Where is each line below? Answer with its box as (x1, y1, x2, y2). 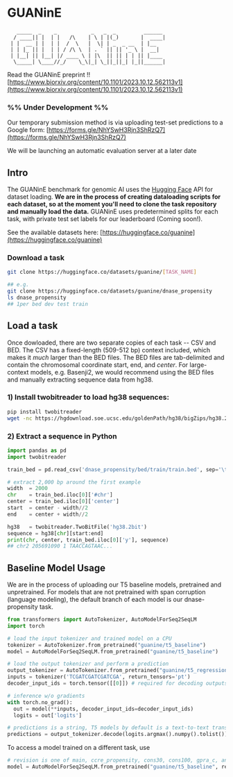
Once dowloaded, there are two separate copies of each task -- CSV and (7, 338, 216, 347)
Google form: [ (7, 126, 49, 134)
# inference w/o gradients (7, 692, 85, 699)
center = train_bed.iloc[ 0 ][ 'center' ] (7, 498, 119, 505)
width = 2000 (7, 485, 49, 492)
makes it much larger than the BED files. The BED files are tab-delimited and (7, 353, 225, 361)
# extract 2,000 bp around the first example (7, 478, 141, 486)
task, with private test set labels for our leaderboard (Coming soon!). (7, 215, 203, 223)
